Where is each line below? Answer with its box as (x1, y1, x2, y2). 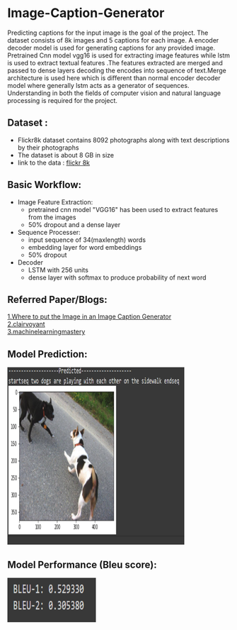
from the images (28, 213, 76, 221)
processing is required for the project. (7, 96, 118, 104)
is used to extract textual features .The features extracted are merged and (7, 58, 223, 67)
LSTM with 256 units (28, 265, 88, 274)
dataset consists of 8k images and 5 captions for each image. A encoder (7, 35, 219, 44)
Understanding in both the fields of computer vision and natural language (7, 89, 221, 97)
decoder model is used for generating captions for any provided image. (7, 43, 216, 52)
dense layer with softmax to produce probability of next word (28, 273, 207, 282)
